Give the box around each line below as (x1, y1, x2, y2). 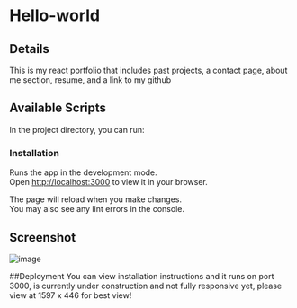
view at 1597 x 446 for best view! (9, 289, 132, 301)
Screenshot (9, 230, 76, 245)
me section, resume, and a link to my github (9, 75, 172, 85)
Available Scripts (9, 101, 106, 116)
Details (9, 41, 49, 57)
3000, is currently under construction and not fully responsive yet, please (9, 280, 283, 291)
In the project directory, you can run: (9, 124, 145, 135)
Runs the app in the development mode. (9, 167, 157, 178)
